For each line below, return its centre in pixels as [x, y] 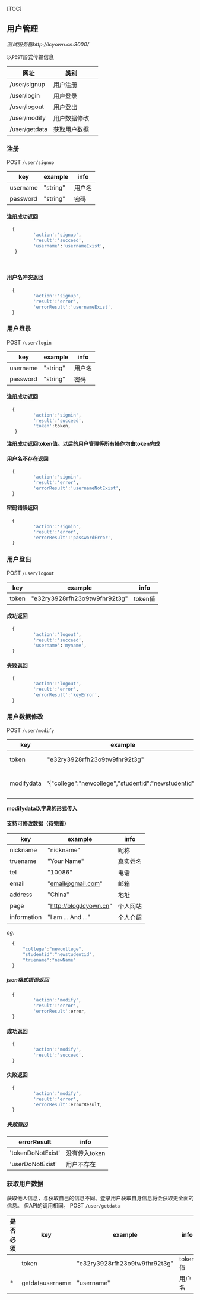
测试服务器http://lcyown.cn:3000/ [48, 44]
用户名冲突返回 [25, 277]
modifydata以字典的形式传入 [42, 809]
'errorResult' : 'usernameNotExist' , [77, 488]
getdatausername [46, 1283]
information [26, 917]
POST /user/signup [31, 162]
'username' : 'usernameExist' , [69, 246]
